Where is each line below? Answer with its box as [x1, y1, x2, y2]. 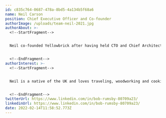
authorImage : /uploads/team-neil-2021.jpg [5, 21, 94, 26]
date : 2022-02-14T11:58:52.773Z [5, 106, 72, 111]
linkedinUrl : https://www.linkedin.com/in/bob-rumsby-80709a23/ [5, 101, 140, 106]
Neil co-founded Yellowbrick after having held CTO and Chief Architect [9, 43, 163, 48]
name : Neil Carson [5, 12, 43, 17]
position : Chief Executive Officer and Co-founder [5, 16, 112, 21]
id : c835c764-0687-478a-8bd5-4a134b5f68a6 [5, 7, 94, 12]
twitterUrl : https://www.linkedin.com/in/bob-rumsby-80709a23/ [5, 96, 138, 101]
